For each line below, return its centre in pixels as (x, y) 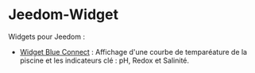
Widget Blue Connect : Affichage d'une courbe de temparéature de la (133, 52)
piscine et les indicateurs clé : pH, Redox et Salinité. (104, 60)
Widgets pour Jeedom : (47, 36)
